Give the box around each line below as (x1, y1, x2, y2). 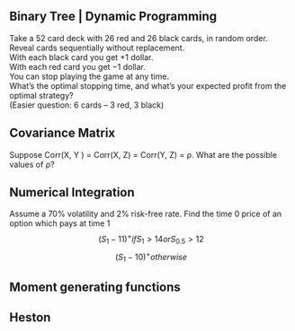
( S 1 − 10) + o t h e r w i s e (115, 249, 187, 265)
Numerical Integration (9, 185, 135, 200)
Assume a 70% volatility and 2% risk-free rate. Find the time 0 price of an (9, 208, 282, 220)
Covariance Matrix (9, 126, 116, 141)
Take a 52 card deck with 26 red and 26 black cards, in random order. (9, 32, 268, 43)
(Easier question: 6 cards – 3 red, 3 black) (9, 100, 165, 110)
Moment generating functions (9, 279, 182, 294)
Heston (9, 310, 51, 326)
